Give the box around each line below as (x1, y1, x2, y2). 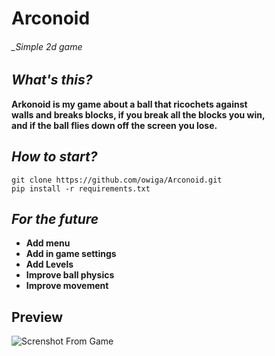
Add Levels (25, 258, 74, 271)
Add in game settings (25, 248, 117, 260)
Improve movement (25, 280, 109, 292)
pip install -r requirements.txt (11, 183, 151, 194)
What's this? (11, 72, 93, 89)
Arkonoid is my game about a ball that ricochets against (11, 98, 248, 110)
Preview (11, 308, 64, 326)
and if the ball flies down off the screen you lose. (11, 119, 218, 131)
